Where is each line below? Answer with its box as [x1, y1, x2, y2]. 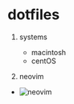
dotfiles [7, 6, 60, 24]
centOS [31, 56, 57, 66]
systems [18, 32, 47, 42]
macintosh [31, 47, 66, 57]
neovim [18, 71, 44, 81]
